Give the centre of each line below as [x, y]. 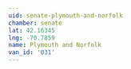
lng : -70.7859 [32, 38]
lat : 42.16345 [32, 30]
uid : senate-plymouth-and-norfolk [66, 15]
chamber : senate [35, 23]
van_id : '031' [32, 52]
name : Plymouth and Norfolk [55, 45]
